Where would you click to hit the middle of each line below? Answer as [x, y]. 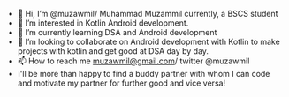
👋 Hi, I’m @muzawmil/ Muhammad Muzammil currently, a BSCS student [148, 14]
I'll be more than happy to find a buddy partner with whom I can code [144, 74]
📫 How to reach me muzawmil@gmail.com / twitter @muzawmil [133, 61]
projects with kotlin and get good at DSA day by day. [113, 51]
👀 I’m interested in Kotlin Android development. [103, 23]
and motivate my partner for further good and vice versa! [122, 83]
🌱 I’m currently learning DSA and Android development [117, 32]
